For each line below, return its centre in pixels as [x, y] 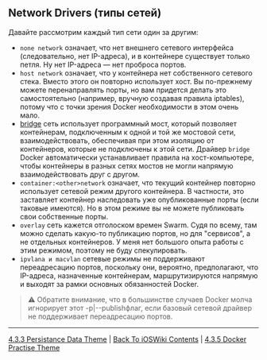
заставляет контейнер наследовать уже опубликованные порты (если [139, 199]
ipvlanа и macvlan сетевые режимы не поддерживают [112, 258]
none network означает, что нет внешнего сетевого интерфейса [127, 48]
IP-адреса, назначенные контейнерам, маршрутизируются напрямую [139, 275]
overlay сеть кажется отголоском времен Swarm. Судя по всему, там [138, 225]
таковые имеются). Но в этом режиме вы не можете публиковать [132, 208]
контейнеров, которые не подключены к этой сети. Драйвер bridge [135, 149]
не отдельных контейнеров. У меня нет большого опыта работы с [132, 242]
